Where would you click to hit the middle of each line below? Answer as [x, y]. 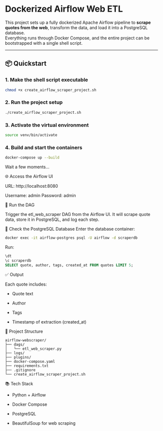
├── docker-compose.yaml [30, 361]
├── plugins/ [18, 357]
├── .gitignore [20, 370]
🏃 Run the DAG [20, 205]
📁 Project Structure [24, 331]
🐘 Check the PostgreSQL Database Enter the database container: [70, 229]
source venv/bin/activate [31, 135]
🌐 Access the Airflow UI [29, 177]
